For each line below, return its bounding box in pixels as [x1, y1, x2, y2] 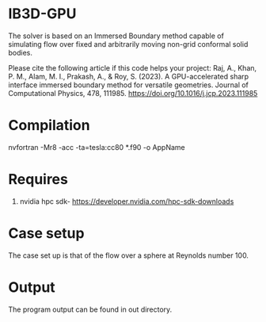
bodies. [8, 48, 33, 57]
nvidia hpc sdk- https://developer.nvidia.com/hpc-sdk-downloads [19, 196, 234, 206]
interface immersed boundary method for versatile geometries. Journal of [8, 80, 249, 90]
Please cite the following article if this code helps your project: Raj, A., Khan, [8, 63, 257, 72]
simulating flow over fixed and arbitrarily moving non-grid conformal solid [8, 39, 249, 48]
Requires [8, 171, 69, 189]
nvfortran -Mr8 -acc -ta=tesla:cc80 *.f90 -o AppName [8, 142, 186, 151]
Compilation [8, 117, 90, 135]
